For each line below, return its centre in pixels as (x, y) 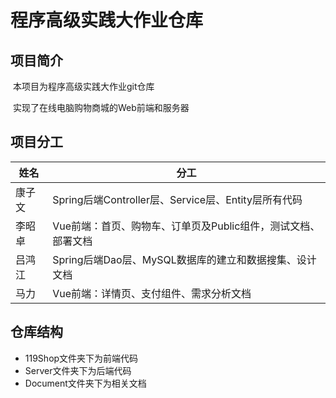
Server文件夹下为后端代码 (78, 370)
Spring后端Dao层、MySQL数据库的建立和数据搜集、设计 (184, 259)
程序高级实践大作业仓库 (107, 20)
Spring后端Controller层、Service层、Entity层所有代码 (177, 199)
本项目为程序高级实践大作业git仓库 (83, 86)
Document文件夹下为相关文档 (85, 383)
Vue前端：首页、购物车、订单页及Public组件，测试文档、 (186, 226)
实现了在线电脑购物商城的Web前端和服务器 (101, 107)
